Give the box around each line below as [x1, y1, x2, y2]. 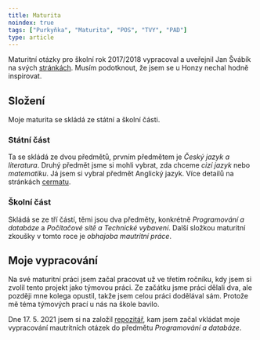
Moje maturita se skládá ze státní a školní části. [8, 115, 161, 125]
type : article [8, 33, 55, 42]
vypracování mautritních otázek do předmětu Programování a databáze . [8, 323, 242, 333]
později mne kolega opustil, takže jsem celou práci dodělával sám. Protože [8, 291, 249, 301]
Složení [8, 94, 45, 107]
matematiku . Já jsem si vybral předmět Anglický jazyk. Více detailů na [8, 169, 234, 179]
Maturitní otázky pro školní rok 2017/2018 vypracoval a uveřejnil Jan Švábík [8, 55, 251, 64]
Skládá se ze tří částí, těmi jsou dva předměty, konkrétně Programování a [8, 215, 245, 224]
